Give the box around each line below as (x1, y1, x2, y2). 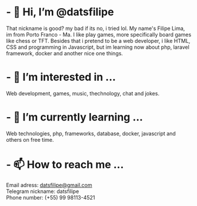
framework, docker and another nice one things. (6, 49, 123, 57)
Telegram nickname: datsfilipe (6, 188, 79, 195)
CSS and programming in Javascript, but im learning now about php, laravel (6, 44, 190, 51)
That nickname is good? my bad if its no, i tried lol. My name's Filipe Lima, (6, 25, 185, 32)
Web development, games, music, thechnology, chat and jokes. (6, 89, 160, 97)
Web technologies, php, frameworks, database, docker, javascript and (6, 129, 176, 137)
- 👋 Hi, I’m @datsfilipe (6, 5, 114, 19)
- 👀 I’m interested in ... (6, 71, 116, 84)
